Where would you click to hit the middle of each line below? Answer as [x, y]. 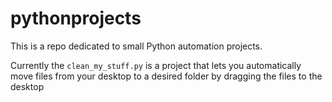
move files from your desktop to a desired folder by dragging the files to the [166, 76]
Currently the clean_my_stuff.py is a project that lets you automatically [156, 65]
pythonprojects [76, 18]
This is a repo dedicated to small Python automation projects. [136, 46]
